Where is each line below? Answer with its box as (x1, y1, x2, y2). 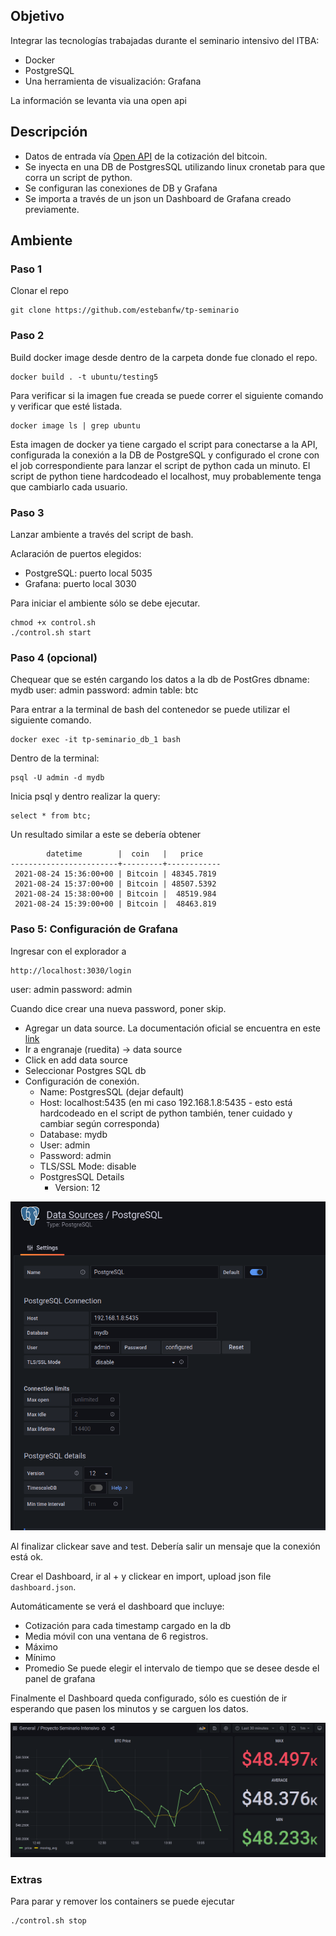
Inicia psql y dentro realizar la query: (10, 790, 161, 803)
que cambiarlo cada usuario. (10, 480, 128, 493)
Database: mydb (39, 1128, 108, 1140)
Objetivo (10, 8, 65, 25)
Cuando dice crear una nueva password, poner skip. (10, 1002, 227, 1014)
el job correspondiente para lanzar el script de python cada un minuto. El (10, 459, 311, 471)
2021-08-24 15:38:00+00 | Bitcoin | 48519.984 (14, 889, 217, 899)
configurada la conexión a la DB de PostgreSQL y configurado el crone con (10, 449, 320, 461)
